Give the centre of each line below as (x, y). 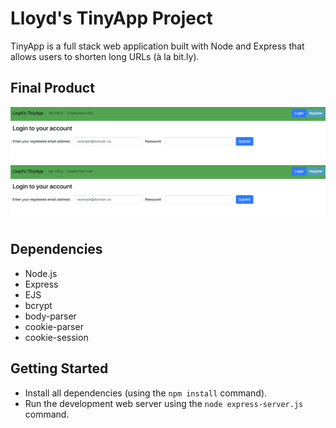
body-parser (50, 316)
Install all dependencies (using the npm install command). (146, 393)
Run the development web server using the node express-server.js (164, 403)
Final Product (52, 88)
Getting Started (59, 368)
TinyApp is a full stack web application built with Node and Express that (157, 46)
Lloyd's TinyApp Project (111, 18)
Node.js (41, 273)
